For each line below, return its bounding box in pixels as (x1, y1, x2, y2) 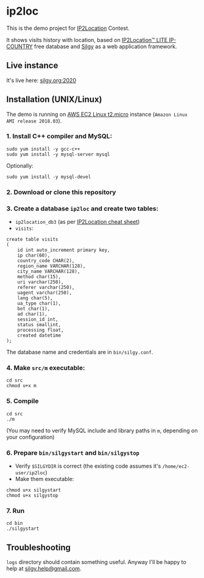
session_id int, (17, 316, 59, 323)
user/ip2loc (15, 469, 46, 476)
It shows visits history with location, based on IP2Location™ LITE (6, 36, 168, 43)
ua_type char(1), (17, 301, 62, 307)
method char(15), (17, 274, 62, 280)
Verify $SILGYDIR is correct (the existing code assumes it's (15, 462, 161, 469)
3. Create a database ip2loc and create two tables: (6, 204, 159, 213)
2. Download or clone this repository (6, 188, 116, 196)
